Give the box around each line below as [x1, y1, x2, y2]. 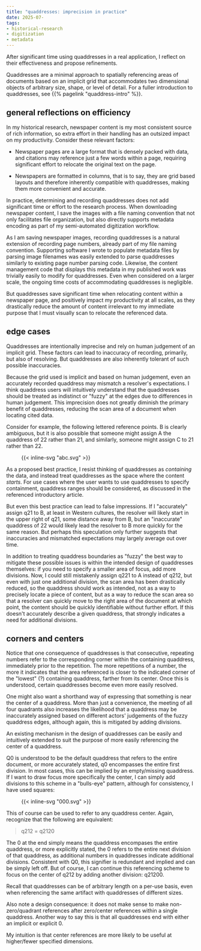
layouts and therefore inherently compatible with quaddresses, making [14, 178, 190, 186]
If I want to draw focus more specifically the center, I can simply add [6, 773, 176, 781]
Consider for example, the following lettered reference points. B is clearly [6, 423, 187, 430]
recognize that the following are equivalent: [6, 816, 113, 823]
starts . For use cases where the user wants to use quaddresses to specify [6, 478, 190, 485]
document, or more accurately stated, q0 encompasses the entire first [6, 761, 180, 768]
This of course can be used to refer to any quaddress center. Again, [6, 809, 174, 817]
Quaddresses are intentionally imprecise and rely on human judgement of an [6, 343, 195, 350]
